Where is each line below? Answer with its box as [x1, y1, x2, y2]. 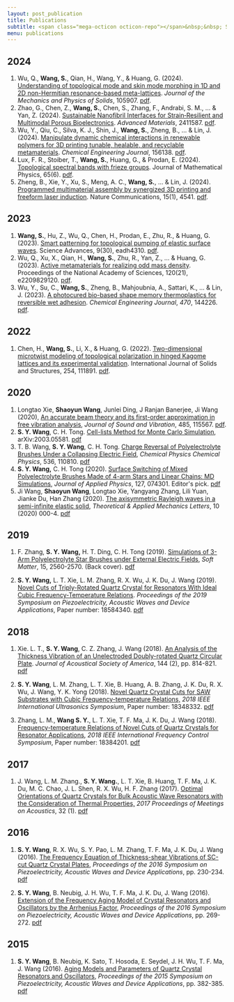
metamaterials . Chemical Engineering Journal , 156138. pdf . [17, 148, 187, 157]
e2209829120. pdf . [17, 276, 72, 284]
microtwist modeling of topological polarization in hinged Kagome [17, 352, 207, 360]
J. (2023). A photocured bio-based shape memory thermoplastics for [17, 290, 217, 299]
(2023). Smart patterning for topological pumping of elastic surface [17, 239, 211, 247]
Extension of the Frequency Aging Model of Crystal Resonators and [17, 896, 211, 904]
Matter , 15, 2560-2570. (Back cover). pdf [17, 562, 135, 571]
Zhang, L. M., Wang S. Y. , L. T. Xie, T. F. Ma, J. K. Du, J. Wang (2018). [17, 716, 217, 724]
